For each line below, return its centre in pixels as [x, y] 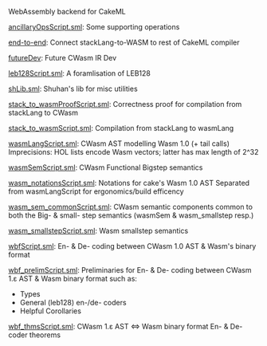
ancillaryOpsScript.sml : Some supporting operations [94, 27]
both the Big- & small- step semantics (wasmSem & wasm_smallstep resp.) [131, 215]
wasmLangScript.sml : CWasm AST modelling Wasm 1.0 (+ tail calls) [119, 144]
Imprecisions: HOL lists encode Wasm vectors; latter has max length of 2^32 [133, 152]
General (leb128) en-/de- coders [73, 303]
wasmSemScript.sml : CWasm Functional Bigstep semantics [106, 167]
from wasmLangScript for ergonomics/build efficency [96, 191]
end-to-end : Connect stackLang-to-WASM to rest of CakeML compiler [124, 42]
